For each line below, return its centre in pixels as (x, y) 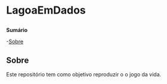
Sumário (17, 30)
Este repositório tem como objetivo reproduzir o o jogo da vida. (84, 74)
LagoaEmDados (46, 10)
